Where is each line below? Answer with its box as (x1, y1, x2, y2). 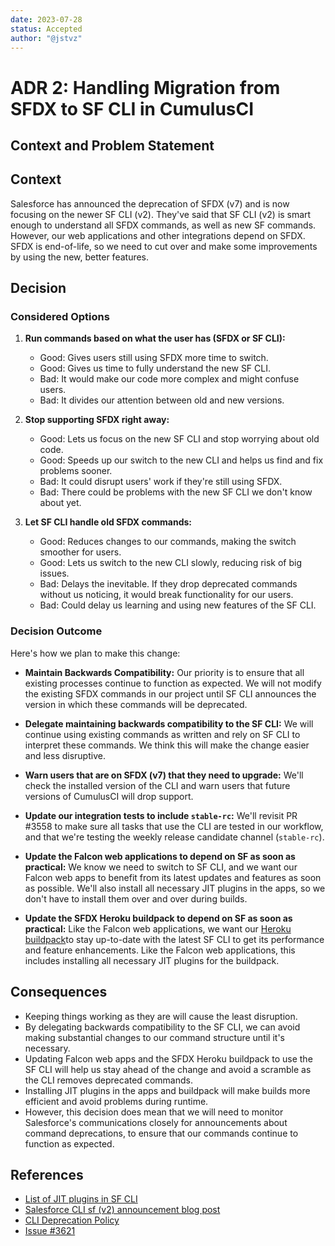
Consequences (10, 984, 108, 1001)
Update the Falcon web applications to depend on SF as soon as (24, 850, 296, 862)
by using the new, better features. (10, 251, 150, 263)
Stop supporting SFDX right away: (24, 414, 170, 426)
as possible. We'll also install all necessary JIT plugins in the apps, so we (24, 882, 326, 894)
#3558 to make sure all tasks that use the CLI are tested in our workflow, (24, 820, 324, 832)
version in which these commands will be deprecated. (24, 698, 248, 710)
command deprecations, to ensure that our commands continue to (24, 1127, 299, 1139)
